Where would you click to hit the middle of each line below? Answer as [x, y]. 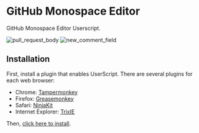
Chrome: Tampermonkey [46, 92]
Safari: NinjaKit [34, 105]
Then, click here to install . [39, 123]
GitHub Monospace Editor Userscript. [53, 28]
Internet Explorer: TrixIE [45, 112]
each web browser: [31, 80]
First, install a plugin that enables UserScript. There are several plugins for [99, 74]
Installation [28, 59]
